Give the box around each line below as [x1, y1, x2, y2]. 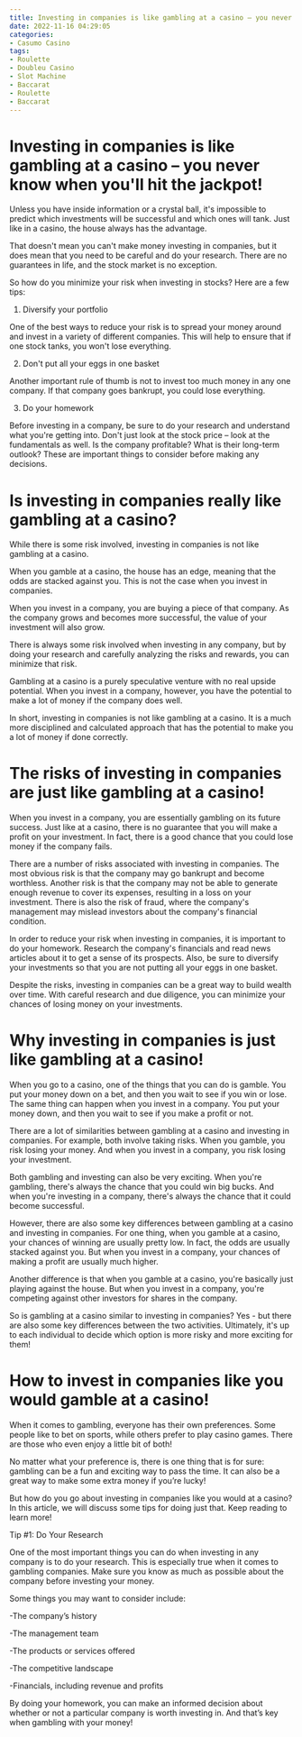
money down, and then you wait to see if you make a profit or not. [9, 1108, 254, 1119]
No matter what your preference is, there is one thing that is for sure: [9, 1457, 264, 1467]
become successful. [9, 1201, 85, 1211]
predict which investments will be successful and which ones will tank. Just [9, 214, 290, 224]
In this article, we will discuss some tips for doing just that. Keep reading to [9, 1503, 288, 1513]
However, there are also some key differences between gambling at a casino [9, 1218, 294, 1229]
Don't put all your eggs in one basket [22, 358, 160, 370]
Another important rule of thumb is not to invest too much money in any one [9, 376, 291, 387]
